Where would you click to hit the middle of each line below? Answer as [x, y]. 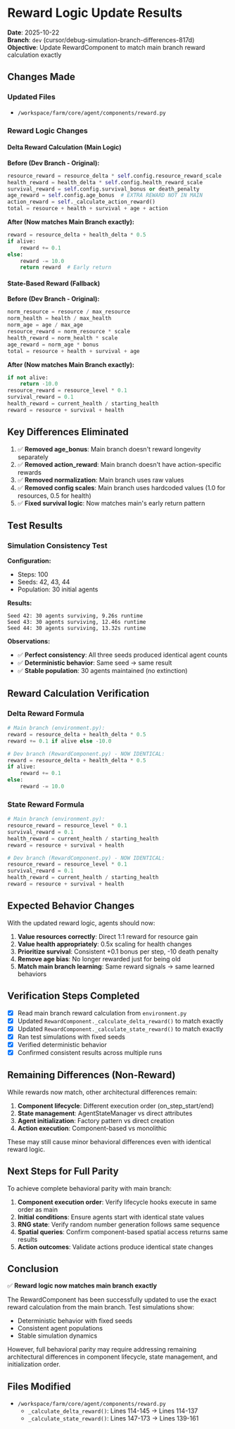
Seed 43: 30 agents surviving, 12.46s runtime [77, 622]
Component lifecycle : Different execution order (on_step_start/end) [116, 1106]
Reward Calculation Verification [78, 693]
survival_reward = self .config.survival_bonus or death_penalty [103, 189]
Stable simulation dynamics [57, 1336]
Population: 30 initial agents [58, 589]
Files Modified [39, 1386]
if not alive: [28, 378]
